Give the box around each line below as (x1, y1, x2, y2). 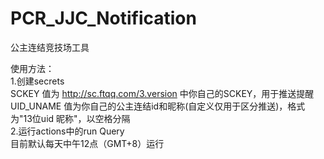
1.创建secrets (10, 75, 65, 87)
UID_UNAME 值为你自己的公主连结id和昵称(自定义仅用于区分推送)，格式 (10, 100, 306, 112)
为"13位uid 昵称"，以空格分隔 (10, 112, 131, 124)
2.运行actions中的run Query (10, 125, 125, 137)
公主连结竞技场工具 (10, 41, 90, 53)
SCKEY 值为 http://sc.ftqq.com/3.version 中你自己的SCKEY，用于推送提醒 (10, 87, 315, 99)
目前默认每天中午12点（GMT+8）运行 (10, 137, 165, 149)
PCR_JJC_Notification (10, 7, 197, 30)
